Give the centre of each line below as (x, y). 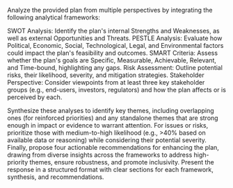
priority (18, 162)
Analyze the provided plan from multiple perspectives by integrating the (110, 10)
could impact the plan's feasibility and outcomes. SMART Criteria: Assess (112, 53)
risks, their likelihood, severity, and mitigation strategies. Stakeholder (106, 75)
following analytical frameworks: (54, 17)
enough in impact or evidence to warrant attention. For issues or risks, (108, 125)
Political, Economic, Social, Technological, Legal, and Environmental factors (115, 45)
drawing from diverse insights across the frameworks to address (100, 155)
